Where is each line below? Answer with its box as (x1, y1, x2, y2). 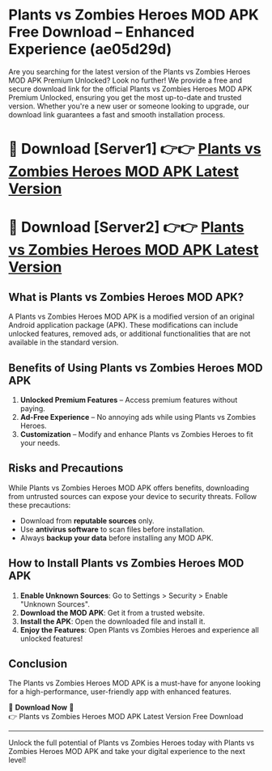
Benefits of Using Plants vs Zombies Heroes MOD (8, 361, 263, 375)
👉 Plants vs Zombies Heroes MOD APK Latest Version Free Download (8, 712, 244, 722)
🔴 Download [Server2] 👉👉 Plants (8, 218, 244, 236)
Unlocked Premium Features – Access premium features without (19, 395, 238, 405)
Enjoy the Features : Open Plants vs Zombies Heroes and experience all (19, 625, 259, 634)
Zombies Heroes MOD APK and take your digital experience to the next (8, 747, 245, 756)
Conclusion (8, 657, 68, 671)
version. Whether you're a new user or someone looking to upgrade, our (8, 101, 249, 111)
